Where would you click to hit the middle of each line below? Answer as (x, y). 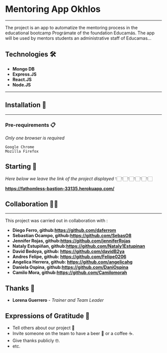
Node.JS (22, 85)
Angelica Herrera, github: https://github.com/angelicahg (72, 262)
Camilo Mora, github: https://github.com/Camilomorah (70, 272)
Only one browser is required (35, 138)
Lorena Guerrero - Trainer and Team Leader (58, 300)
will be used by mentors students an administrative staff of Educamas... (78, 38)
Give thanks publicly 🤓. (36, 341)
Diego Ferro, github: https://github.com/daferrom (64, 230)
